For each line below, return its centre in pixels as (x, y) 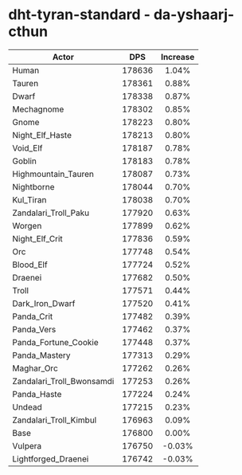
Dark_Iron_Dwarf (44, 303)
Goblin (25, 161)
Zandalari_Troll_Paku (51, 213)
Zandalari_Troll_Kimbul (55, 420)
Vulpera (27, 446)
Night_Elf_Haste (42, 135)
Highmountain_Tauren (53, 174)
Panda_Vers (34, 329)
